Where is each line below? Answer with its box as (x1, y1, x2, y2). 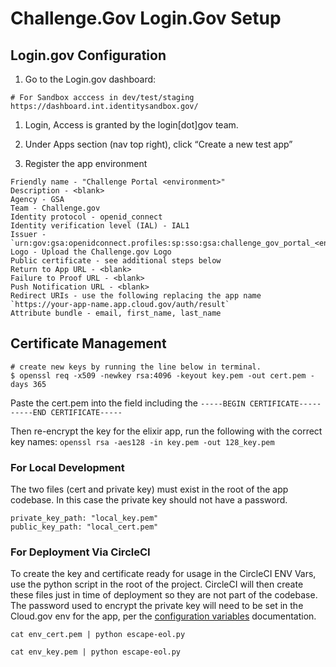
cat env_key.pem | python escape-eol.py (10, 647, 182, 657)
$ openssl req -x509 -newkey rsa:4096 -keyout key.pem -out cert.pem (10, 370, 307, 381)
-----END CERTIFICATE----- (10, 407, 123, 417)
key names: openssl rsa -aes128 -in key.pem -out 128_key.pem (10, 435, 275, 447)
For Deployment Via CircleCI (10, 545, 151, 559)
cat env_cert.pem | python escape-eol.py (10, 630, 186, 640)
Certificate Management (10, 335, 167, 352)
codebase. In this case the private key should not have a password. (10, 494, 288, 506)
